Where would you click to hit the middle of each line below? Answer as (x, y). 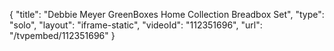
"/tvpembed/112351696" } (62, 35)
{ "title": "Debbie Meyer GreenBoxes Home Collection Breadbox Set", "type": (167, 14)
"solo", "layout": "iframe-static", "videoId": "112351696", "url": (136, 25)
